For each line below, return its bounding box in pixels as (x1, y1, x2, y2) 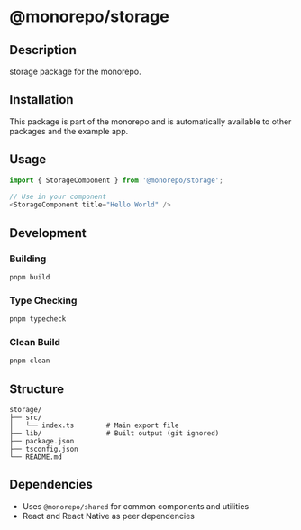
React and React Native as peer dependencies (22, 510, 196, 521)
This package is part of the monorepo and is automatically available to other (9, 115, 292, 127)
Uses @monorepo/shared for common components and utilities (22, 500, 250, 511)
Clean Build (9, 335, 61, 348)
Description (9, 42, 77, 58)
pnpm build (9, 272, 50, 281)
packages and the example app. (9, 125, 129, 136)
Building (9, 252, 47, 265)
